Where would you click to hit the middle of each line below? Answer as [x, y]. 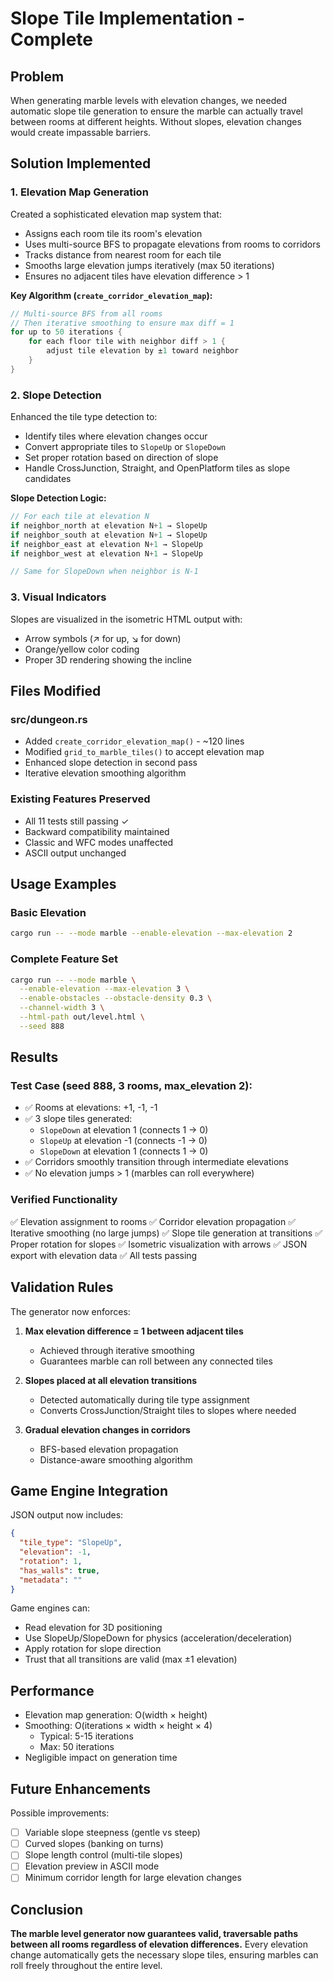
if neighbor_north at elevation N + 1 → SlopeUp [109, 525]
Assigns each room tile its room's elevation [113, 233]
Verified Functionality [64, 1200]
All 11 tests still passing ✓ [77, 821]
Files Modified [56, 691]
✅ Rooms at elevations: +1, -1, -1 [91, 1108]
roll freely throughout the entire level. [86, 1966]
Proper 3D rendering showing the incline [108, 659]
